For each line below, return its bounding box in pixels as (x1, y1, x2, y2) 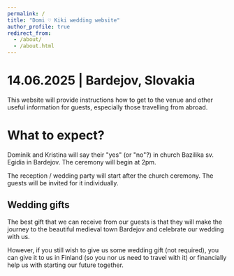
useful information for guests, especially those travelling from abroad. (7, 102, 208, 112)
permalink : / (7, 10, 45, 17)
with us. (7, 232, 30, 240)
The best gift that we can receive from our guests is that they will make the (7, 217, 223, 226)
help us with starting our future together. (7, 261, 124, 269)
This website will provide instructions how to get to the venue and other (7, 95, 213, 104)
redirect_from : (7, 29, 52, 37)
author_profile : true (7, 23, 71, 30)
